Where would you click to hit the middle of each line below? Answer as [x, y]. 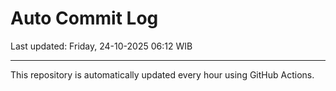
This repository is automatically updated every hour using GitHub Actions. [162, 74]
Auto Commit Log [84, 18]
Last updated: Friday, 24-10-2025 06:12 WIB [101, 46]
